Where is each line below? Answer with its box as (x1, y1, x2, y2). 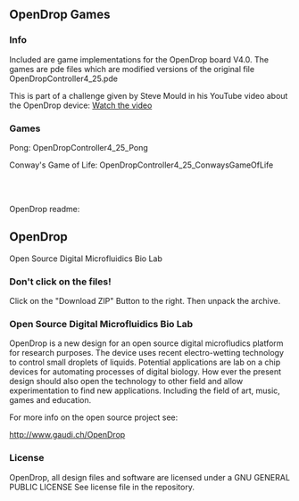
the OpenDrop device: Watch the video (9, 100, 153, 111)
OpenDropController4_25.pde (9, 73, 119, 84)
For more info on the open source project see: (9, 412, 179, 423)
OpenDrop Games (9, 7, 111, 22)
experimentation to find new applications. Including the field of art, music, (9, 385, 281, 396)
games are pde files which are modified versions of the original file (9, 63, 255, 74)
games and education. (9, 395, 92, 406)
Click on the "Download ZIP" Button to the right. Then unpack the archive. (9, 296, 281, 307)
